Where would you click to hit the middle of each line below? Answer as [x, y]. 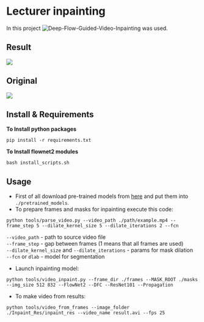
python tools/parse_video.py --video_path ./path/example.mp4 [87, 221]
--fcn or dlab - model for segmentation [56, 257]
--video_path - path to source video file [56, 237]
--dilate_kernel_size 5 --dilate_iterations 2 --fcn [110, 226]
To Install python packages [42, 129]
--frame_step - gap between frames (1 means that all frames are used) [95, 244]
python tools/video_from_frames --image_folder [68, 308]
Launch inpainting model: [47, 269]
